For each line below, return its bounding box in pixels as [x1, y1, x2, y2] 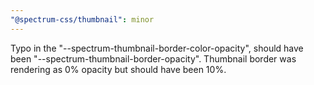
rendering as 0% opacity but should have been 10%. [10, 63, 227, 75]
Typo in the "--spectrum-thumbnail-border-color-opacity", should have [10, 42, 304, 54]
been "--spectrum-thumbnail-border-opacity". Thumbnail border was [10, 52, 297, 65]
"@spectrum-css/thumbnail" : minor [10, 14, 155, 25]
